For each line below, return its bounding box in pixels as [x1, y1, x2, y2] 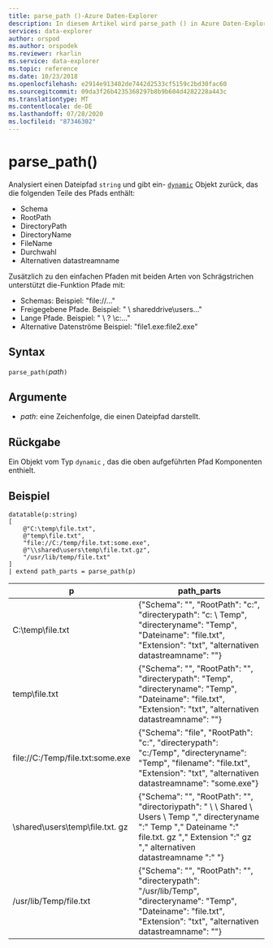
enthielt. [8, 465, 37, 475]
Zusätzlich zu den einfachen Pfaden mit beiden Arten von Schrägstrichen [8, 271, 254, 281]
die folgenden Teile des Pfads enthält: [8, 188, 136, 197]
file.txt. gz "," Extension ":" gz [138, 832, 252, 843]
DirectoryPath [19, 221, 67, 231]
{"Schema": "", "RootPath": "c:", [138, 599, 260, 610]
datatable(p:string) [8, 511, 79, 519]
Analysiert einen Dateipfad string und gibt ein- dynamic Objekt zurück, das [8, 180, 258, 189]
